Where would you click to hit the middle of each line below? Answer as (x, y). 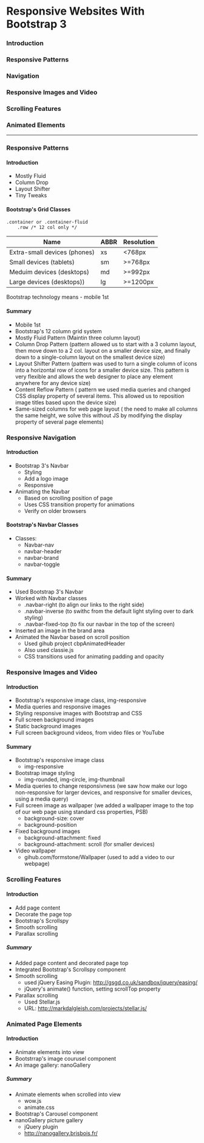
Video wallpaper (36, 851)
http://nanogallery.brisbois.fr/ (61, 1133)
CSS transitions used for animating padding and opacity (94, 657)
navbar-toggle (42, 564)
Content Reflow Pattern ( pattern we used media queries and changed (103, 389)
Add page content (38, 908)
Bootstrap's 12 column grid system (58, 331)
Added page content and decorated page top (72, 963)
